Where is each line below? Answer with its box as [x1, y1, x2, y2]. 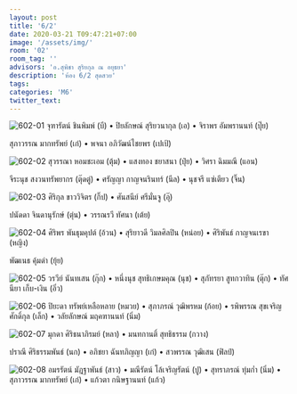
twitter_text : [9, 95, 62, 105]
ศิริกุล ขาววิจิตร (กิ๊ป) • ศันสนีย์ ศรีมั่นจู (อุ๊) [47, 192, 173, 202]
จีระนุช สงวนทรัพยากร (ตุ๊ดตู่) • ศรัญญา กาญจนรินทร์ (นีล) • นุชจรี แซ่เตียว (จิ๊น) [9, 174, 246, 185]
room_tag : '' [9, 54, 58, 63]
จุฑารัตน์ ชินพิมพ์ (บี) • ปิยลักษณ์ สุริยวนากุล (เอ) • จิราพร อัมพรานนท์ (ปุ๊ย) [45, 120, 269, 131]
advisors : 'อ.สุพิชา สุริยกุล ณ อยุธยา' [9, 63, 127, 72]
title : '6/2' [9, 21, 58, 30]
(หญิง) [9, 237, 29, 248]
